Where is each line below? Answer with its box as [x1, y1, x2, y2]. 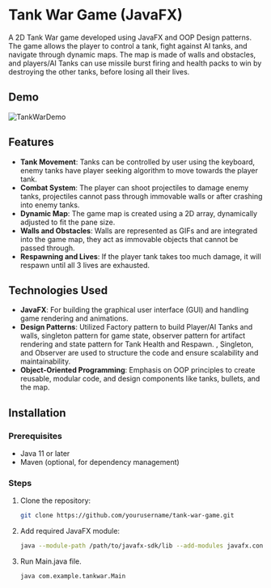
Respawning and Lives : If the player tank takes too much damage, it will [19, 251, 261, 261]
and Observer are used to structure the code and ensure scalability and [19, 348, 259, 358]
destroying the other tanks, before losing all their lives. [8, 66, 190, 76]
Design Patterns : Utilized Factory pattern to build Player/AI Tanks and [19, 322, 253, 332]
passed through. [19, 243, 75, 253]
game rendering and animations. [19, 313, 129, 323]
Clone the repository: [19, 496, 91, 505]
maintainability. [19, 356, 71, 366]
